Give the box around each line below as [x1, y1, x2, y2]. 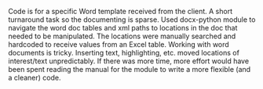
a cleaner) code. [8, 73, 61, 82]
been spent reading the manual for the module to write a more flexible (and [8, 65, 251, 73]
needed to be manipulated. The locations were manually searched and [8, 31, 236, 41]
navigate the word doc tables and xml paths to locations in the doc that [8, 23, 238, 32]
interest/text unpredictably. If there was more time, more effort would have [8, 56, 250, 66]
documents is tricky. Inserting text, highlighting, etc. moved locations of [8, 48, 239, 57]
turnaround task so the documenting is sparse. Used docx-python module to [8, 15, 256, 24]
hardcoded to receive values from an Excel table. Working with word [8, 40, 229, 49]
